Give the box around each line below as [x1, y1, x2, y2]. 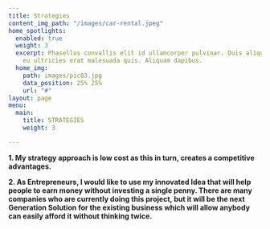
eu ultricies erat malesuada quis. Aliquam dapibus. [22, 57, 203, 65]
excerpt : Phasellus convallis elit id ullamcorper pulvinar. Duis [15, 49, 243, 57]
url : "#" [22, 86, 52, 95]
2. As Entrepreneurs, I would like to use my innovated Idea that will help [8, 177, 252, 186]
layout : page [8, 94, 52, 102]
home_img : [15, 64, 48, 72]
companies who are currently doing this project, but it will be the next [8, 194, 245, 203]
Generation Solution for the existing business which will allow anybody [8, 202, 251, 212]
